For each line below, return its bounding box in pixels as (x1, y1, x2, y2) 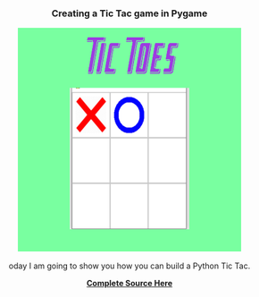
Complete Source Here (86, 278, 173, 289)
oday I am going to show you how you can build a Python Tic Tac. (8, 260, 251, 271)
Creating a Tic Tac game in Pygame (51, 7, 208, 20)
